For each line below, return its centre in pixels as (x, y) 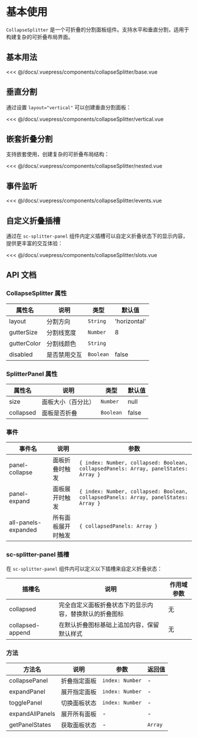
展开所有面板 (79, 714)
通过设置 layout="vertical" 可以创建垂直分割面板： (69, 107)
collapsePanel (29, 680)
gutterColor (25, 343)
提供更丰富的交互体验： (34, 243)
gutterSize (24, 332)
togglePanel (26, 702)
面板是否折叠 (60, 413)
